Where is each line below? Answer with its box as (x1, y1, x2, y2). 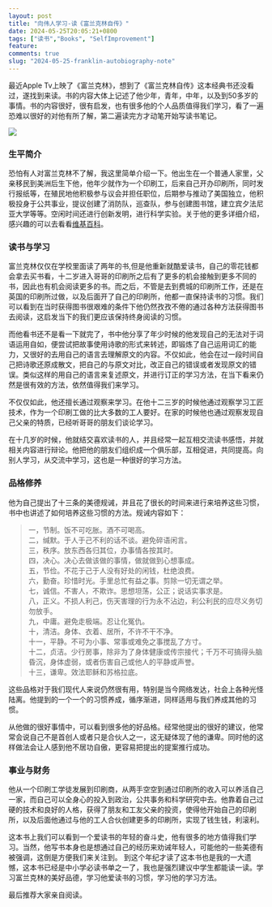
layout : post (8, 11, 53, 20)
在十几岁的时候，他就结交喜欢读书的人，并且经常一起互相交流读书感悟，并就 (8, 435, 264, 445)
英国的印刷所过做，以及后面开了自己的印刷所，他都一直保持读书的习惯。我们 (8, 292, 264, 301)
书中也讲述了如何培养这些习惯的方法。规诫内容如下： (8, 507, 186, 517)
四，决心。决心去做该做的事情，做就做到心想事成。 (28, 555, 199, 565)
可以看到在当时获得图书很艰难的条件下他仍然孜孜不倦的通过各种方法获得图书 (8, 302, 264, 312)
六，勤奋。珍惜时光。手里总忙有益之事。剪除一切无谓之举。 (28, 576, 227, 585)
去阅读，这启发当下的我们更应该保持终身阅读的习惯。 (8, 312, 186, 322)
